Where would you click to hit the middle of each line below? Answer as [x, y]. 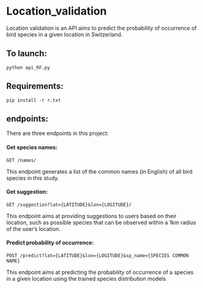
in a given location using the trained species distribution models [86, 278]
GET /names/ [21, 160]
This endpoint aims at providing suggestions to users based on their [91, 216]
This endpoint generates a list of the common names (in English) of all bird [99, 171]
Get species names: [32, 147]
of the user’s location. [33, 228]
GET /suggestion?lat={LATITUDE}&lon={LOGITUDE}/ [69, 205]
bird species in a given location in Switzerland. [64, 34]
